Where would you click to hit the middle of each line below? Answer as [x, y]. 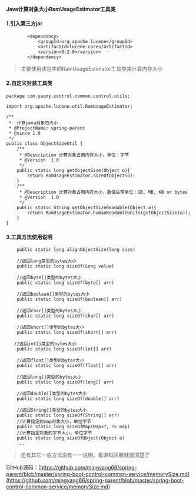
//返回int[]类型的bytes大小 [45, 344]
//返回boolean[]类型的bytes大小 [53, 295]
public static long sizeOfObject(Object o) [71, 438]
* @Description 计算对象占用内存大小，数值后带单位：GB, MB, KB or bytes [104, 192]
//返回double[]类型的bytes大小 [52, 394]
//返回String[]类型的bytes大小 [52, 410]
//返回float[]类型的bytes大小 [51, 361]
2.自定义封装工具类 [29, 83]
